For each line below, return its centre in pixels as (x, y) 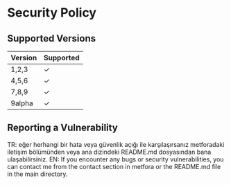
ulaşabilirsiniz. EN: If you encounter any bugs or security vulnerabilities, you (115, 159)
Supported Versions (51, 38)
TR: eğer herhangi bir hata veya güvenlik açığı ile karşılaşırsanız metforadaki (116, 144)
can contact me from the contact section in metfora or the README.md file (114, 166)
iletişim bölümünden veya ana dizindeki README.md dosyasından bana (109, 152)
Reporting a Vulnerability (62, 128)
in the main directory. (37, 174)
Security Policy (52, 13)
